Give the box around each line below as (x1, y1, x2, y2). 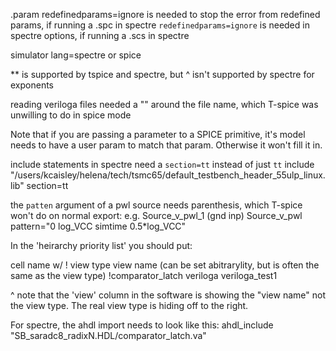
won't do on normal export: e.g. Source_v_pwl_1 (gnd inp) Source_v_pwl (10, 210, 303, 221)
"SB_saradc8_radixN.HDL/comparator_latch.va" (10, 330, 207, 341)
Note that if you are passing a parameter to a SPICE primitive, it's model (10, 129, 306, 140)
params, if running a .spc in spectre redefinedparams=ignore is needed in (10, 19, 310, 31)
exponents (10, 79, 54, 91)
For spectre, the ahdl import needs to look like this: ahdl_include (10, 319, 274, 331)
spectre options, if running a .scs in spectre (10, 30, 190, 41)
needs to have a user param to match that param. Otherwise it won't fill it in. (10, 139, 323, 151)
